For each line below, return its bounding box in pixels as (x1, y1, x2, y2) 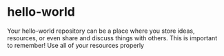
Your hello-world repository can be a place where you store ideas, (7, 27, 195, 35)
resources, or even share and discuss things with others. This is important (7, 33, 218, 42)
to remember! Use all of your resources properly (7, 41, 145, 49)
